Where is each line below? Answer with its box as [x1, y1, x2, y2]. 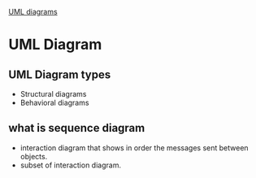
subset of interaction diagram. [20, 160, 122, 170]
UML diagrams [8, 7, 59, 16]
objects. [20, 151, 48, 161]
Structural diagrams [20, 89, 87, 98]
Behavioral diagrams [20, 98, 89, 107]
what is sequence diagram [8, 121, 145, 135]
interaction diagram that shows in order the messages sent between [20, 142, 249, 153]
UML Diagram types [8, 67, 111, 81]
